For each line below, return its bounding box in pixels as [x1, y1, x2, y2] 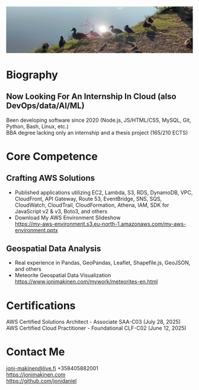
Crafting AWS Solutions [6, 173, 95, 183]
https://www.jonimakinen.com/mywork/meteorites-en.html [14, 278, 158, 285]
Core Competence [6, 149, 98, 163]
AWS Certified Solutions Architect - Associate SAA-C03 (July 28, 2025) [6, 318, 181, 326]
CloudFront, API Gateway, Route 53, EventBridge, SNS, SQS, [14, 195, 162, 202]
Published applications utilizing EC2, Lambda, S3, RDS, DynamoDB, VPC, [14, 188, 193, 196]
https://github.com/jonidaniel [6, 378, 77, 385]
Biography [6, 68, 58, 82]
